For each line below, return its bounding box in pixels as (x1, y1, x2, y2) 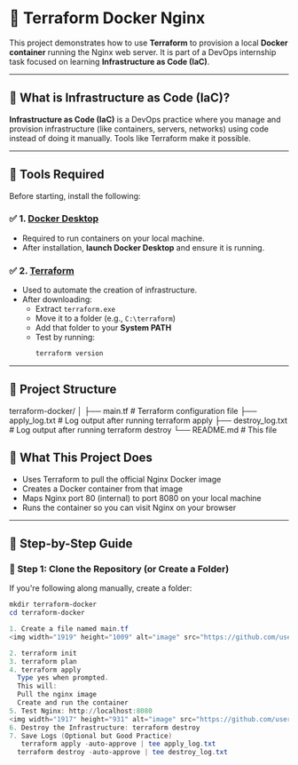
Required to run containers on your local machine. (21, 233, 206, 243)
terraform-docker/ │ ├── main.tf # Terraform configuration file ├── (9, 405, 257, 416)
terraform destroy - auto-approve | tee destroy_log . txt (17, 748, 228, 757)
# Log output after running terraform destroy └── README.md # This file (9, 424, 278, 434)
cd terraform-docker (9, 609, 86, 618)
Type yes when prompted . (17, 673, 109, 682)
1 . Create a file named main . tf (9, 625, 129, 634)
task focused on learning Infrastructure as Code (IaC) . (9, 56, 210, 67)
